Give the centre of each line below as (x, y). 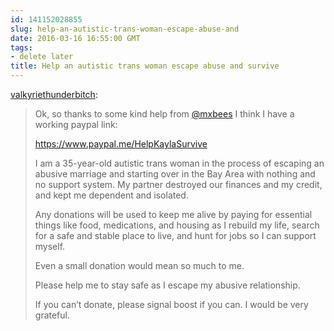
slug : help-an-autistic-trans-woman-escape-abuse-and (125, 29)
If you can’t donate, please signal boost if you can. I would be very (171, 304)
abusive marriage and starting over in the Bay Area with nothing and (175, 174)
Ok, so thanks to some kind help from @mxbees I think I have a (164, 114)
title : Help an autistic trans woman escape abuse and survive (145, 66)
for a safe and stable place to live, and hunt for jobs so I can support (175, 235)
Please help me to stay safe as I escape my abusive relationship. (167, 285)
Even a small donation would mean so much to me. (139, 265)
